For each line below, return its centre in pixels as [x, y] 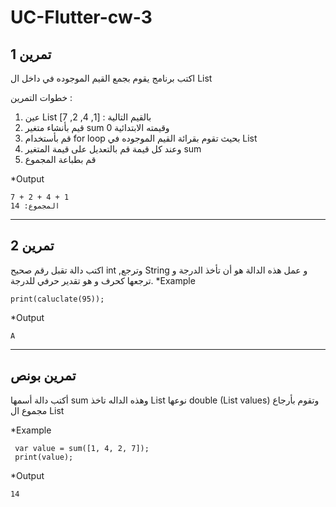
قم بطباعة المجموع [60, 159]
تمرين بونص [43, 376]
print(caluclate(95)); [57, 299]
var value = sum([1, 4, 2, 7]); [82, 448]
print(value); [44, 457]
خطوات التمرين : [41, 97]
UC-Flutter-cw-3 [81, 17]
